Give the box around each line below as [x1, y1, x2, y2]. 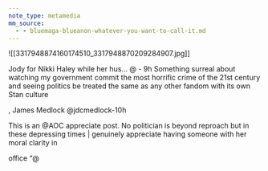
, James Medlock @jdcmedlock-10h [8, 105, 127, 115]
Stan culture [8, 90, 49, 100]
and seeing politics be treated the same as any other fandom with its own [8, 81, 251, 91]
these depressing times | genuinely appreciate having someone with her [8, 129, 247, 139]
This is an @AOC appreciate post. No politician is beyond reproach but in [8, 121, 250, 131]
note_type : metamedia [8, 11, 81, 20]
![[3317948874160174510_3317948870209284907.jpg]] [8, 49, 190, 59]
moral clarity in [8, 138, 58, 148]
